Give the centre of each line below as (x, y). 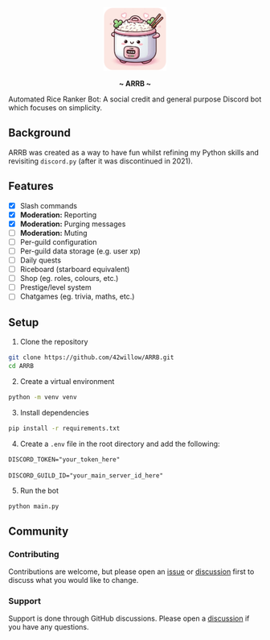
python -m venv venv (43, 397)
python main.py (34, 506)
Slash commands (49, 205)
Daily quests (41, 260)
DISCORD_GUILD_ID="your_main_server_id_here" (86, 475)
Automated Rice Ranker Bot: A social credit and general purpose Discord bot (135, 99)
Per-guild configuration (58, 242)
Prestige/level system (55, 287)
